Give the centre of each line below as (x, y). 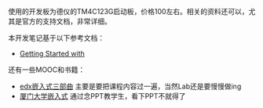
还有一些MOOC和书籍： (47, 70)
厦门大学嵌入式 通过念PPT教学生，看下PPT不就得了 (102, 96)
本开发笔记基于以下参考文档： (56, 38)
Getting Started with (52, 54)
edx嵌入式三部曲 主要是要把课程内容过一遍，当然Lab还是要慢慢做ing (130, 86)
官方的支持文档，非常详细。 (66, 21)
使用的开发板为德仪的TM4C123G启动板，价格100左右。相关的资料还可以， (128, 11)
